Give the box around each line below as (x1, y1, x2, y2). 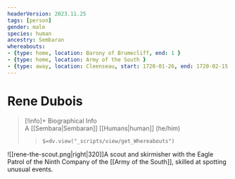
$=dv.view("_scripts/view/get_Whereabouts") (42, 137, 175, 144)
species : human (7, 30, 52, 37)
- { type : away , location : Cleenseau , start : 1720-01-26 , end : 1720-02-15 (7, 63, 229, 70)
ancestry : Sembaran (7, 37, 65, 44)
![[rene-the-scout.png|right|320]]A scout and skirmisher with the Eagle (7, 149, 214, 159)
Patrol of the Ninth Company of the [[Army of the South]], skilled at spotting (7, 157, 227, 166)
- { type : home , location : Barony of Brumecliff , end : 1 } (7, 50, 181, 57)
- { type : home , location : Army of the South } (7, 56, 146, 63)
